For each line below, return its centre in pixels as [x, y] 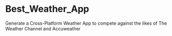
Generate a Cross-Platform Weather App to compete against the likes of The [86, 23]
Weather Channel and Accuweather [43, 28]
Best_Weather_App [47, 9]
